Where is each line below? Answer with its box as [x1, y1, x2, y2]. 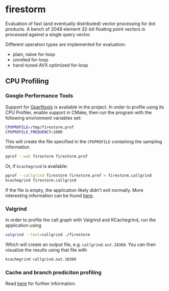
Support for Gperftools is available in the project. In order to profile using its [5, 104, 164, 110]
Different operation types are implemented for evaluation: [5, 41, 126, 47]
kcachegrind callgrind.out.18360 [5, 257, 77, 262]
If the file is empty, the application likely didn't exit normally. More [5, 187, 144, 193]
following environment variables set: [5, 115, 82, 121]
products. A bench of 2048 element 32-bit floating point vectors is [5, 26, 146, 32]
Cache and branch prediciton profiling [5, 268, 102, 276]
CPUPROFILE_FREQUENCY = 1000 [5, 129, 63, 135]
